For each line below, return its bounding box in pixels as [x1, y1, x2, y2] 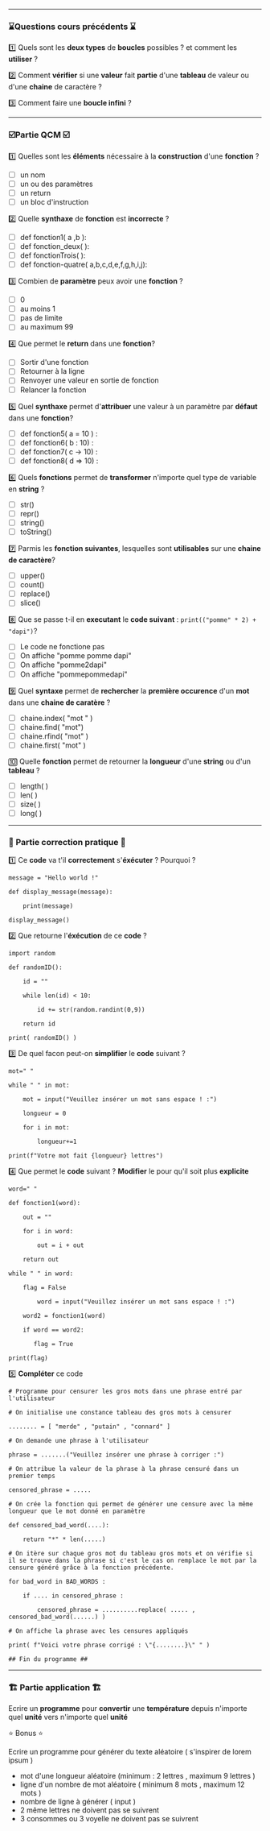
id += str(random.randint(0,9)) [37, 1006, 146, 1014]
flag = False [22, 1284, 67, 1292]
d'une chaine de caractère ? [8, 82, 102, 92]
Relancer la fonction [19, 384, 87, 395]
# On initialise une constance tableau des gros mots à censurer [8, 1409, 231, 1417]
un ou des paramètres [19, 179, 94, 188]
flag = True [33, 1340, 74, 1348]
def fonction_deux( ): [19, 241, 90, 251]
